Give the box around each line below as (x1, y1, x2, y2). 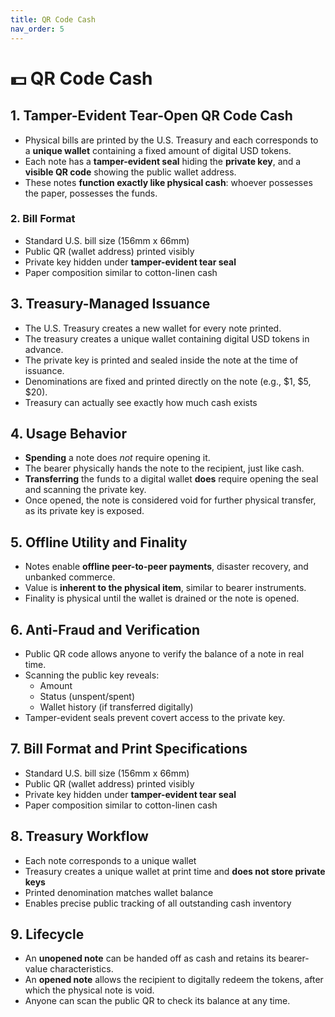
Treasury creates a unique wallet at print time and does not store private (24, 865, 326, 877)
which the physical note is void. (24, 984, 155, 996)
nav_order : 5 (10, 24, 65, 34)
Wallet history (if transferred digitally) (39, 701, 194, 713)
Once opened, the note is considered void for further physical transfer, (24, 494, 317, 506)
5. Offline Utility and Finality (10, 534, 188, 551)
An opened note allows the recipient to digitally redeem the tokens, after (24, 974, 324, 986)
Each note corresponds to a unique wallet (24, 854, 197, 866)
